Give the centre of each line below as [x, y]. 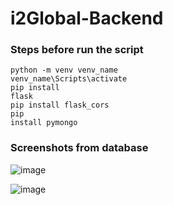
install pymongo [44, 123]
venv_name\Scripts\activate [69, 79]
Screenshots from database [79, 148]
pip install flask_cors [60, 105]
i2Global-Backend [87, 18]
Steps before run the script [77, 50]
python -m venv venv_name [64, 70]
